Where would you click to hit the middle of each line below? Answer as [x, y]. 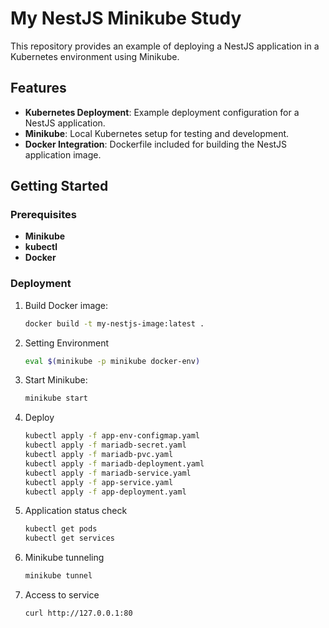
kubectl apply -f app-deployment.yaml [105, 492]
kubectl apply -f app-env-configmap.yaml [112, 436]
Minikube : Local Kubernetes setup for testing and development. [157, 133]
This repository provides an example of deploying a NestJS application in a [165, 46]
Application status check [76, 511]
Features [38, 88]
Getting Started [59, 186]
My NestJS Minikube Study [126, 18]
